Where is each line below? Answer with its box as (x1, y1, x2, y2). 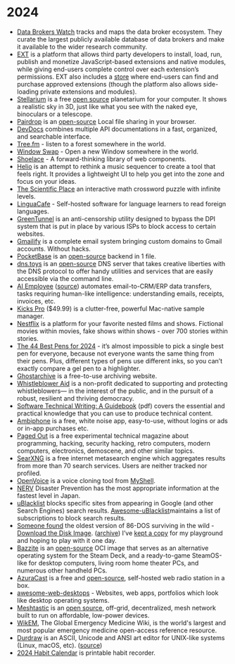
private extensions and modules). (40, 87, 137, 96)
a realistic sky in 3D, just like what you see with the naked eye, (16, 102, 198, 111)
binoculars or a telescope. (16, 110, 93, 118)
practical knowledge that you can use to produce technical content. (16, 409, 213, 418)
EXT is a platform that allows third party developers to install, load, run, (16, 50, 222, 58)
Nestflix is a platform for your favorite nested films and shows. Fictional (16, 319, 224, 327)
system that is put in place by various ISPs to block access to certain (16, 222, 216, 230)
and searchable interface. (16, 132, 92, 141)
